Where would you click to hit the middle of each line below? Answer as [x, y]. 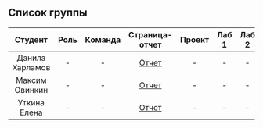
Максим [31, 80]
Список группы [48, 13]
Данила [31, 58]
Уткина [31, 102]
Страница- [150, 34]
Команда [103, 40]
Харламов [31, 67]
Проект [195, 40]
